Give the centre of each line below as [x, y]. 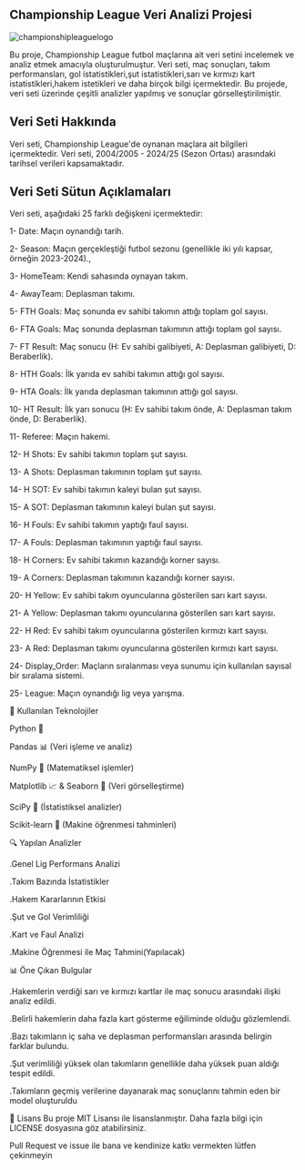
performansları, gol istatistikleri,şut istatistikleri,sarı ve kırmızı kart [132, 74]
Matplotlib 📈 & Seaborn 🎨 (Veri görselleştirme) [97, 786]
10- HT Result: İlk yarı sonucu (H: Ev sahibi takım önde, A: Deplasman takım [151, 410]
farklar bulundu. [40, 1046]
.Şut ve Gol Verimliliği [49, 917]
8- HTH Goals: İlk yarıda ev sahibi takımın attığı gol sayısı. [117, 374]
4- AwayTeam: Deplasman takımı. [72, 294]
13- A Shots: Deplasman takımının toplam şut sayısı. [106, 472]
